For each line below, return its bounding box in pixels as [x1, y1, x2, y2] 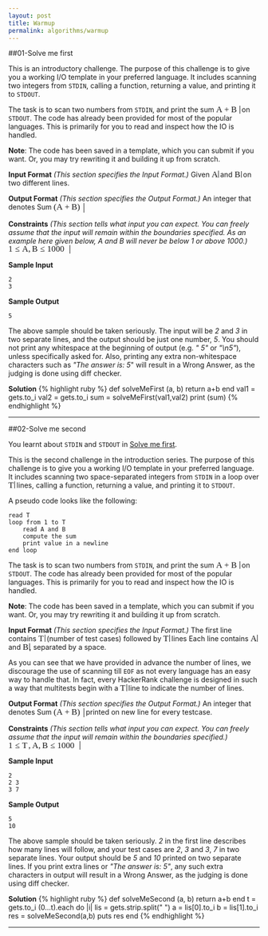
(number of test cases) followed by [46, 633, 162, 643]
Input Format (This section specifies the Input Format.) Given [8, 169, 210, 180]
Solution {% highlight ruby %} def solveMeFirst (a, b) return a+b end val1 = [8, 384, 256, 393]
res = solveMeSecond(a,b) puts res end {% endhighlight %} [8, 911, 205, 921]
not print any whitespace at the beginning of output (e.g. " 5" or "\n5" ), [8, 343, 242, 352]
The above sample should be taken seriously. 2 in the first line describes [8, 836, 246, 846]
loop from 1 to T [8, 518, 66, 526]
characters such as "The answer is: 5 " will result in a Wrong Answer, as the [8, 360, 255, 369]
